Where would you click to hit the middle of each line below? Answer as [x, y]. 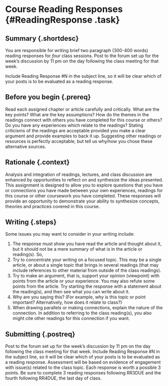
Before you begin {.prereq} [48, 97]
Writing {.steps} [31, 222]
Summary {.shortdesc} [42, 38]
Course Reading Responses [64, 9]
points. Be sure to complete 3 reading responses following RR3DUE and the [83, 373]
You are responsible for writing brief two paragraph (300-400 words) [77, 50]
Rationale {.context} [38, 162]
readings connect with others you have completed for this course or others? [84, 120]
